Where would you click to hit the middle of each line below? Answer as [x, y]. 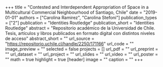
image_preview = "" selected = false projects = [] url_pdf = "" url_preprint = [82, 49]
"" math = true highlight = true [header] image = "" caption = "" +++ [74, 59]
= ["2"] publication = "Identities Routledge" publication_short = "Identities [80, 23]
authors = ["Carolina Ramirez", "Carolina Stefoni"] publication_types [88, 17]
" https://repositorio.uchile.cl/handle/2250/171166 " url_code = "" [69, 44]
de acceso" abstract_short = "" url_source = [50, 38]
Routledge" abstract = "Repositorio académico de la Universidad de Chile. [80, 28]
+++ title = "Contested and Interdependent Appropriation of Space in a [77, 7]
